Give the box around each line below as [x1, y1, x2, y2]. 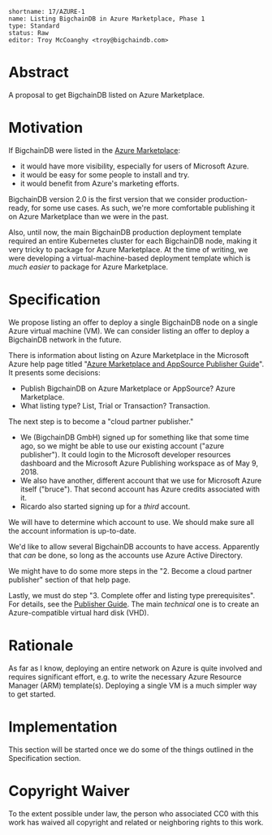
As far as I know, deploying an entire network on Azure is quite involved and [8, 663, 262, 673]
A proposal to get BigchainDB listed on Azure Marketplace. [8, 90, 205, 99]
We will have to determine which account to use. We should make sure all [8, 517, 254, 527]
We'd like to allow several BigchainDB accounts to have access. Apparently [8, 541, 260, 551]
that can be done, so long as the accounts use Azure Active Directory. [8, 550, 244, 560]
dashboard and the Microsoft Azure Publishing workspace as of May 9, [19, 458, 258, 468]
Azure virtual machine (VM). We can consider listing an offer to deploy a [8, 326, 250, 335]
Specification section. [8, 753, 81, 763]
